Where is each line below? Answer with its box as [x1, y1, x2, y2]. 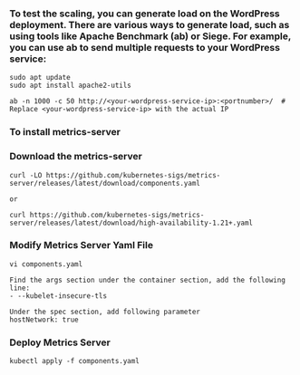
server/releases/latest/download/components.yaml [9, 178, 201, 187]
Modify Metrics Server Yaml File [9, 239, 154, 252]
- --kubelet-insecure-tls [9, 291, 107, 301]
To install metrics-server [9, 126, 121, 139]
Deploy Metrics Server [9, 336, 111, 349]
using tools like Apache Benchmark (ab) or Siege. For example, [9, 30, 292, 43]
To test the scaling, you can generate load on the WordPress [9, 7, 280, 20]
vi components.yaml [9, 259, 83, 269]
